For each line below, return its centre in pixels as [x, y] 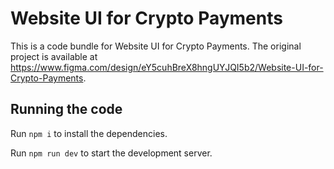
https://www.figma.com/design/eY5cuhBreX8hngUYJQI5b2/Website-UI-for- [167, 67]
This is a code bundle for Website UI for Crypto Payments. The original [156, 46]
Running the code [66, 109]
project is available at [54, 56]
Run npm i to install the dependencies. [89, 133]
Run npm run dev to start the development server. [111, 153]
